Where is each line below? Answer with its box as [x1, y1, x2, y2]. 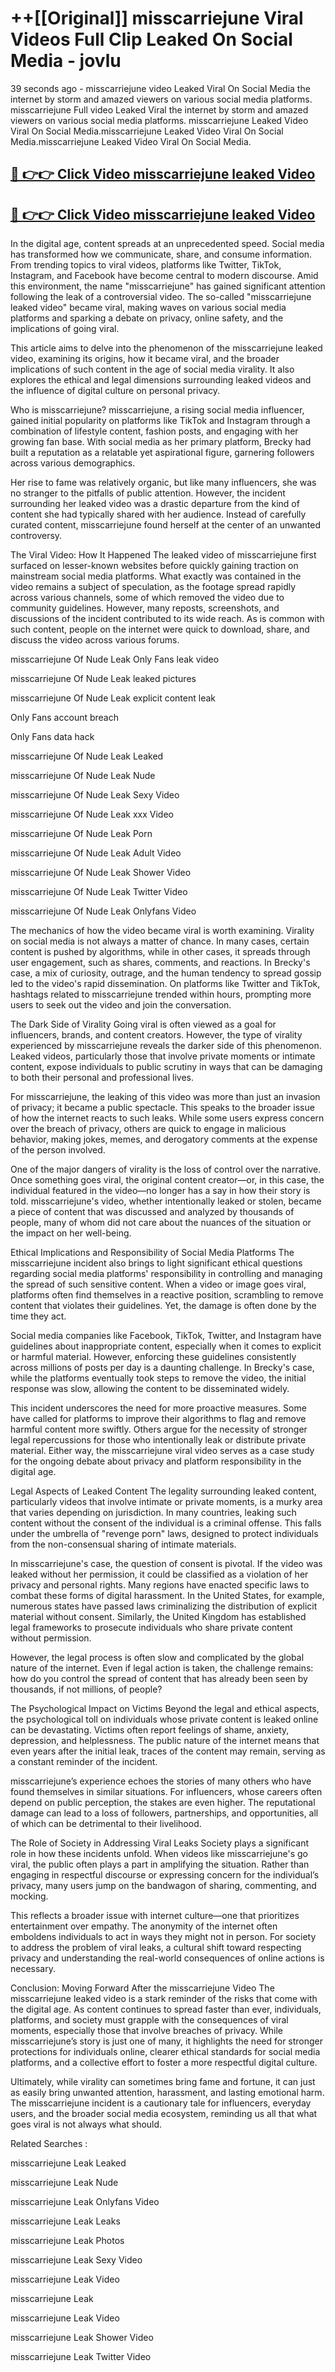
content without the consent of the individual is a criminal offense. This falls [10, 1517, 322, 1529]
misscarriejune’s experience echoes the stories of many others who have [10, 1775, 312, 1787]
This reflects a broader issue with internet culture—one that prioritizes [10, 1910, 300, 1922]
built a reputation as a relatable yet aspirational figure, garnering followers [10, 447, 315, 459]
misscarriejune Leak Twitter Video [10, 2351, 152, 2363]
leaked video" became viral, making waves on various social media [10, 302, 287, 314]
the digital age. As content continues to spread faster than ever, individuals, [10, 2003, 322, 2016]
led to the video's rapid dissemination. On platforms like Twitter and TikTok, [10, 978, 321, 990]
